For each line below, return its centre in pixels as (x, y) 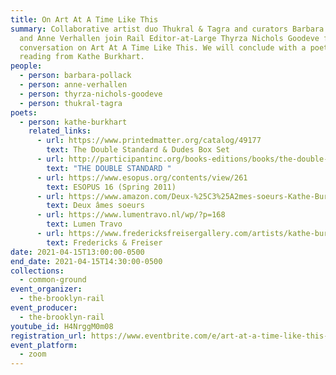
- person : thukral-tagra (71, 103)
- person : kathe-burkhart (73, 122)
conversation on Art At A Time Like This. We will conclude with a (163, 47)
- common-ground (53, 280)
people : (26, 66)
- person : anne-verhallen (73, 85)
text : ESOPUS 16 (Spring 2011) (111, 187)
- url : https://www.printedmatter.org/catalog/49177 (149, 141)
